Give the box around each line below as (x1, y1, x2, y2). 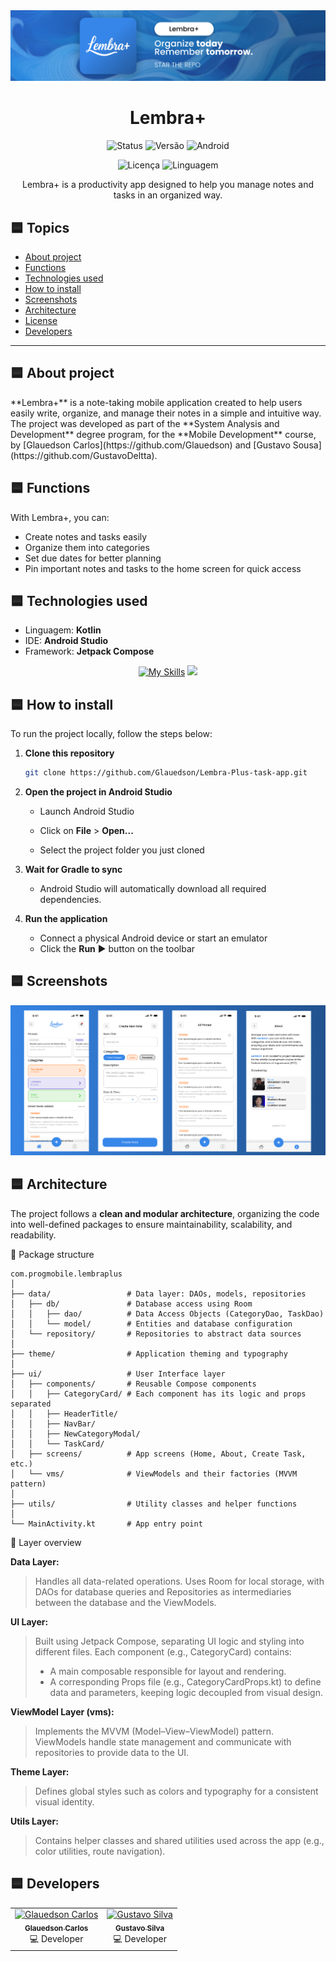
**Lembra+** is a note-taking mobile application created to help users (10, 396, 303, 408)
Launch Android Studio (39, 805, 135, 818)
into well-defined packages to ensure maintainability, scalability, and (10, 1218, 293, 1230)
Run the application (24, 913, 108, 925)
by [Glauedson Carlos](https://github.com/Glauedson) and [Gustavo (10, 439, 291, 451)
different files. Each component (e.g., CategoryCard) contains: (34, 1645, 292, 1658)
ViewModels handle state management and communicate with (34, 1735, 292, 1748)
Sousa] (292, 439, 322, 451)
